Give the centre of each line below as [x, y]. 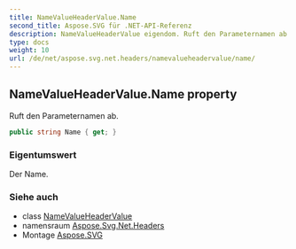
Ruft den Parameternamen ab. [64, 115]
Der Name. [29, 174]
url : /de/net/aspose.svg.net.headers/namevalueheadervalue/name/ [132, 58]
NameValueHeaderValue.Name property [123, 94]
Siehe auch [34, 197]
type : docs [29, 42]
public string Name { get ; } [63, 132]
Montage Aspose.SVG [62, 235]
